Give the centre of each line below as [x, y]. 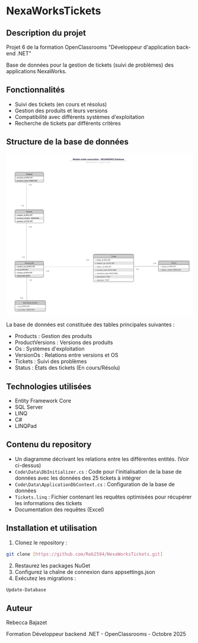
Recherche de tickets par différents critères [68, 123]
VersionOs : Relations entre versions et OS [66, 355]
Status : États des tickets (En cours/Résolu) [67, 368]
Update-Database [26, 590]
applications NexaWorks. [36, 71]
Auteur [19, 608]
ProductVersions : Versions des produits [64, 342]
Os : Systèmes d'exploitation [49, 349]
